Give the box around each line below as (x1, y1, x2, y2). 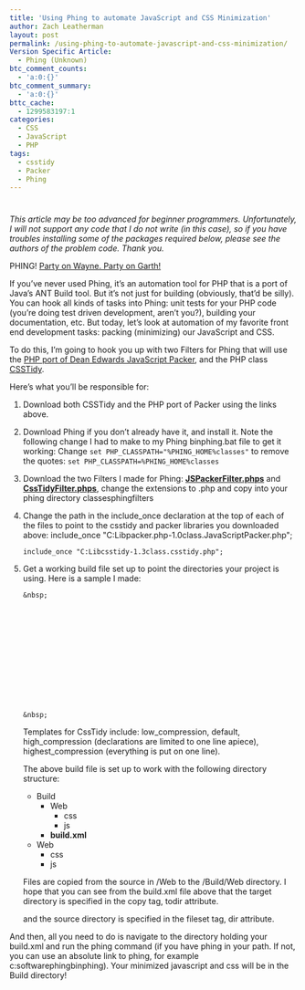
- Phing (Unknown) (17, 56, 89, 65)
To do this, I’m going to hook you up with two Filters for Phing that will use (9, 344, 288, 356)
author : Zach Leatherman (9, 22, 104, 31)
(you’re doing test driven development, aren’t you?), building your (9, 307, 256, 318)
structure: (22, 773, 60, 785)
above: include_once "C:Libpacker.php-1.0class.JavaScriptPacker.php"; (22, 530, 293, 541)
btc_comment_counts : (9, 65, 89, 74)
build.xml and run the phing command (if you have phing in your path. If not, (9, 941, 296, 952)
